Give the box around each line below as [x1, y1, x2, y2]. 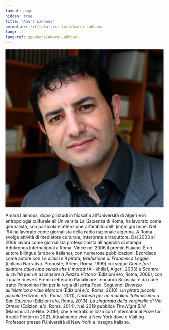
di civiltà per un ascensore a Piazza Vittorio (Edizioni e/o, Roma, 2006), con [5, 271, 162, 277]
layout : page [5, 8, 33, 13]
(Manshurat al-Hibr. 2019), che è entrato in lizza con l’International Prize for [5, 309, 161, 314]
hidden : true [5, 13, 33, 19]
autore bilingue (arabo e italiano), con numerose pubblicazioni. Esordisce [5, 250, 157, 256]
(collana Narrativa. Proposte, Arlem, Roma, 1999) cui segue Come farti [5, 261, 151, 266]
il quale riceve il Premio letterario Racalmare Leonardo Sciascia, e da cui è [5, 277, 158, 282]
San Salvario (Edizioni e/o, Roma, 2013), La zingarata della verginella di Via [5, 298, 162, 304]
